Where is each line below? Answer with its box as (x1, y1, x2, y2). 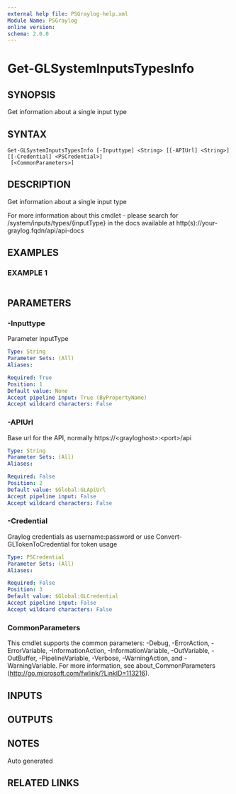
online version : (7, 23, 55, 30)
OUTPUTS (7, 713, 53, 725)
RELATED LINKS (7, 777, 79, 789)
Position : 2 (7, 480, 43, 487)
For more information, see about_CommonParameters (59, 661, 216, 670)
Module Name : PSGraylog (7, 17, 78, 24)
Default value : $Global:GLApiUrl (7, 486, 106, 493)
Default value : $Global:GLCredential (7, 593, 119, 600)
